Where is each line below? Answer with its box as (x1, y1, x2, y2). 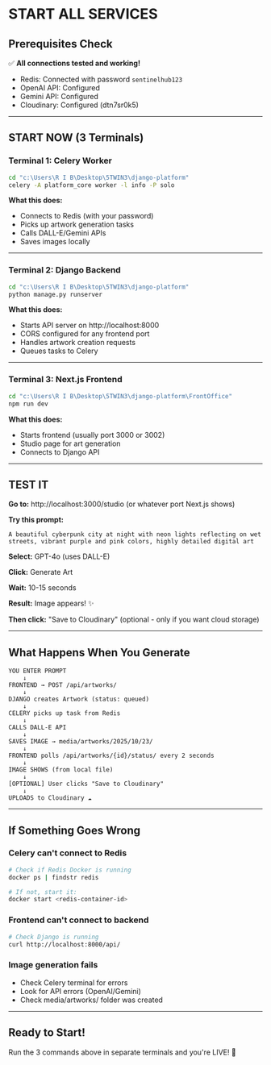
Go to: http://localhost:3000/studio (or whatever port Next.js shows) (8, 499, 236, 509)
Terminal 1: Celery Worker (8, 155, 113, 166)
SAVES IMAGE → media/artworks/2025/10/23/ (8, 738, 153, 746)
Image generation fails (8, 959, 98, 971)
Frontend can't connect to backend (8, 914, 149, 926)
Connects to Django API (19, 447, 100, 456)
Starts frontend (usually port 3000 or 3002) (19, 430, 165, 439)
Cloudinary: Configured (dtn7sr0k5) (19, 100, 140, 110)
